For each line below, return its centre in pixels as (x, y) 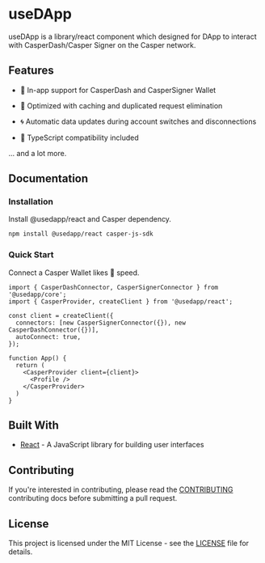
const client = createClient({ (61, 315)
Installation (31, 201)
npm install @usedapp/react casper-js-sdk (81, 234)
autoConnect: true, (48, 337)
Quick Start (31, 255)
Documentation (48, 179)
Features (31, 71)
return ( (30, 365)
